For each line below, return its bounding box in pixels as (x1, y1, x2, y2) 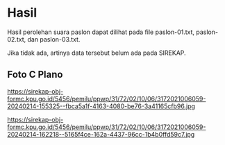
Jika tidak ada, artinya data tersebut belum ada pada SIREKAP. (7, 49, 186, 57)
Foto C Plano (7, 69, 63, 80)
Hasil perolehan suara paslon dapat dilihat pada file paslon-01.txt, (7, 28, 195, 36)
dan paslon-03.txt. (27, 35, 81, 43)
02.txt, (7, 35, 26, 43)
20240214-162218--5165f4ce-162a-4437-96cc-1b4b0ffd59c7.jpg (7, 130, 195, 138)
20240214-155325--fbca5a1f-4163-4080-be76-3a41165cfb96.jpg (7, 102, 196, 110)
